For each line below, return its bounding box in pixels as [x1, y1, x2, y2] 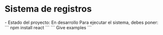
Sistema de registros [4, 3, 92, 15]
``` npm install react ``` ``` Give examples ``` [4, 24, 92, 30]
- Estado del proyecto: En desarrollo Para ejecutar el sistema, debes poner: [4, 19, 159, 25]
